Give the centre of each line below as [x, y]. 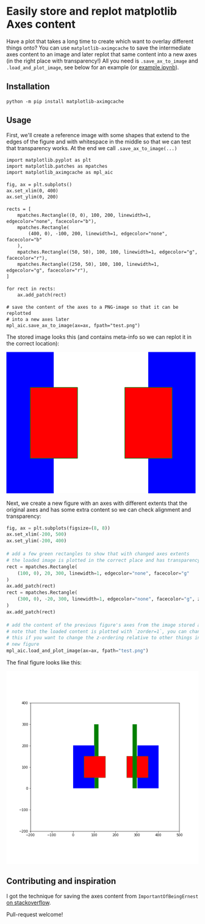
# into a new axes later [38, 319]
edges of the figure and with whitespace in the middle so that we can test [99, 142]
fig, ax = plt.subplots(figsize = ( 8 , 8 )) [59, 528]
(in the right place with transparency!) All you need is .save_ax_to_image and [102, 61]
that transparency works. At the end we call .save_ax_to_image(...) [92, 148]
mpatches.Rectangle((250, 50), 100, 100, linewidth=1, [88, 264]
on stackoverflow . [29, 903]
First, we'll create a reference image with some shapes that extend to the [98, 135]
